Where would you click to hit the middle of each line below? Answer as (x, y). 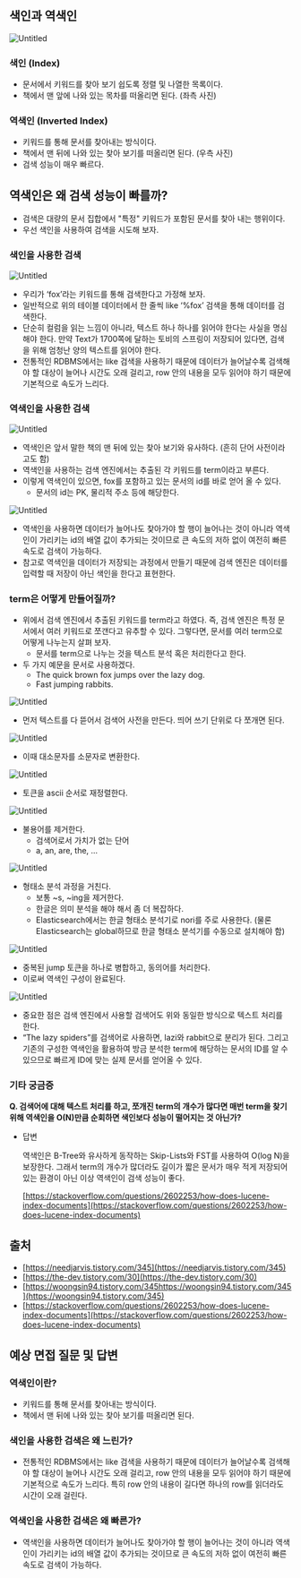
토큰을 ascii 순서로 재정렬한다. (75, 793)
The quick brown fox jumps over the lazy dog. (120, 675)
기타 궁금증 (32, 1085)
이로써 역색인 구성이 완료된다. (74, 979)
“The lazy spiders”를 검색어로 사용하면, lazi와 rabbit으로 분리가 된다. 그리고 (155, 1038)
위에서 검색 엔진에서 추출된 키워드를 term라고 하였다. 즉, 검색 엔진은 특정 (149, 620)
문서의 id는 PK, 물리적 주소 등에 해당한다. (107, 492)
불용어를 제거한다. (53, 829)
